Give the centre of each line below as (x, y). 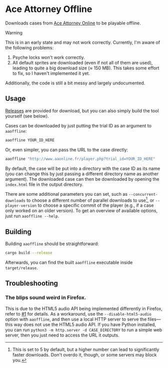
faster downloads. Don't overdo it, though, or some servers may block (84, 355)
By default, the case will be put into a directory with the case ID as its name (83, 168)
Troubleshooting (32, 283)
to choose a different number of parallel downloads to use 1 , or (90, 200)
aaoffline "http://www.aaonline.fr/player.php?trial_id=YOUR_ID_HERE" (80, 159)
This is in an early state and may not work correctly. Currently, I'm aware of (83, 42)
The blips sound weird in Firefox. (46, 298)
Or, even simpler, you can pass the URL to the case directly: (67, 150)
